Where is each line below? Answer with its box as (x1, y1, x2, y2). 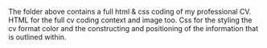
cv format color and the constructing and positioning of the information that (8, 24, 259, 33)
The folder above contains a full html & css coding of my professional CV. (8, 7, 252, 16)
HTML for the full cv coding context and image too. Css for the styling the (8, 15, 253, 25)
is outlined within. (8, 32, 67, 42)
